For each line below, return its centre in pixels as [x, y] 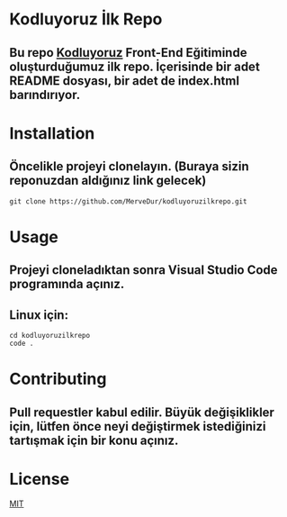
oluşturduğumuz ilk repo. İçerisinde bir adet [135, 66]
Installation [52, 133]
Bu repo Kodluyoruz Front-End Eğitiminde [128, 53]
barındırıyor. [45, 95]
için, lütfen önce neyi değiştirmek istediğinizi [138, 426]
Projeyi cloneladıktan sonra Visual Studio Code [143, 270]
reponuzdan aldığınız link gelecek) [108, 181]
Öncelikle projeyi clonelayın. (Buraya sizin [129, 167]
